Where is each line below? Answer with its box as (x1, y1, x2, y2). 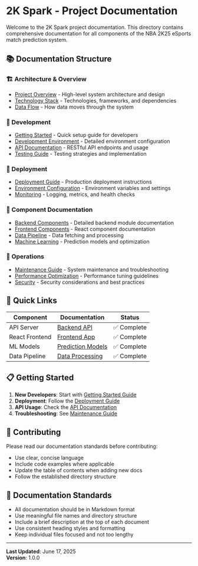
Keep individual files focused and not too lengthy (14, 531, 134, 538)
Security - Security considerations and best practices (14, 279, 145, 286)
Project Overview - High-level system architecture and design (14, 90, 165, 98)
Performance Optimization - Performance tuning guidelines (14, 272, 159, 279)
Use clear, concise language (14, 454, 84, 462)
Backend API (57, 323, 93, 331)
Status (120, 313, 140, 321)
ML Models (9, 342, 40, 351)
